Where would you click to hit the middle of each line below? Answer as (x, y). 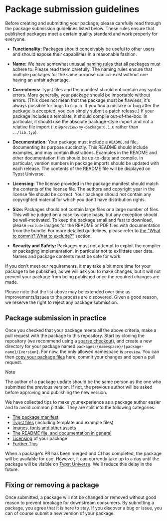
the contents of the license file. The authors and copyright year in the (83, 189)
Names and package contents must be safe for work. (67, 256)
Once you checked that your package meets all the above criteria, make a (81, 330)
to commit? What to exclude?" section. (52, 236)
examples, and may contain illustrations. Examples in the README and (84, 152)
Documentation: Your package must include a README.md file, (75, 142)
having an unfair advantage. (41, 80)
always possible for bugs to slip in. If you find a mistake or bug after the (86, 105)
